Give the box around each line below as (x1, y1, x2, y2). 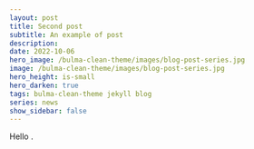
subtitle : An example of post (9, 30, 124, 39)
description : (9, 38, 59, 48)
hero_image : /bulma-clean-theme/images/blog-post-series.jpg (9, 55, 246, 65)
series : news (9, 97, 59, 107)
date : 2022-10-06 (9, 47, 75, 56)
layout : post (9, 13, 59, 23)
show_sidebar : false (9, 106, 88, 115)
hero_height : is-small (9, 73, 95, 82)
